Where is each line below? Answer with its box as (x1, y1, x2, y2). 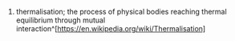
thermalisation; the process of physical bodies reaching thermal (15, 7, 227, 16)
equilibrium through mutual (15, 15, 106, 25)
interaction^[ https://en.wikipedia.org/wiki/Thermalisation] (15, 24, 206, 33)
